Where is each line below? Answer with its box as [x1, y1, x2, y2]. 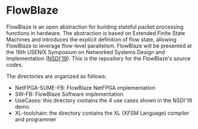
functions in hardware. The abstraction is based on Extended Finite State [6, 29, 185, 36]
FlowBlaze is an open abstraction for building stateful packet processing [6, 23, 184, 30]
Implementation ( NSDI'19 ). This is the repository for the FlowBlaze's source [6, 55, 191, 62]
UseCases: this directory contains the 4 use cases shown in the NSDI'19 [14, 96, 193, 104]
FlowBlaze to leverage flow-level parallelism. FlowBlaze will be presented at [6, 42, 192, 49]
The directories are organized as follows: [6, 73, 107, 80]
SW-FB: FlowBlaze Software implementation [14, 90, 123, 97]
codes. [6, 61, 23, 68]
